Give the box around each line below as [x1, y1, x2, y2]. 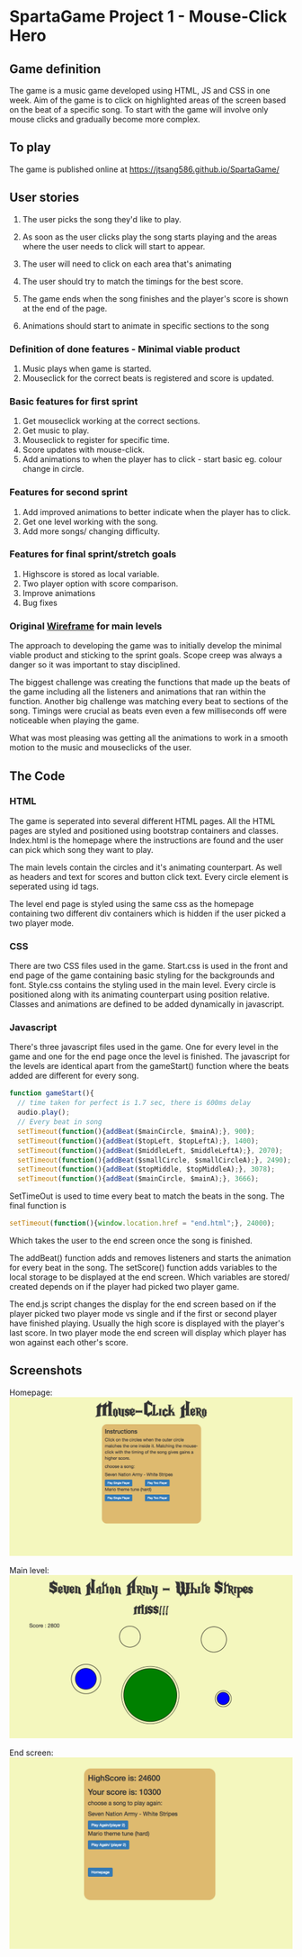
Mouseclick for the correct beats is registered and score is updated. [22, 372, 274, 384]
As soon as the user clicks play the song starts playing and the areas [22, 231, 277, 242]
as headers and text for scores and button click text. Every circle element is [9, 871, 289, 882]
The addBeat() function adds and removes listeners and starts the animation [9, 1253, 292, 1264]
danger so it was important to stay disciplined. [9, 659, 181, 670]
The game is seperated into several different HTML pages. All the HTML [9, 815, 276, 826]
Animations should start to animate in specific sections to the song [22, 320, 270, 331]
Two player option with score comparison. [22, 578, 179, 589]
